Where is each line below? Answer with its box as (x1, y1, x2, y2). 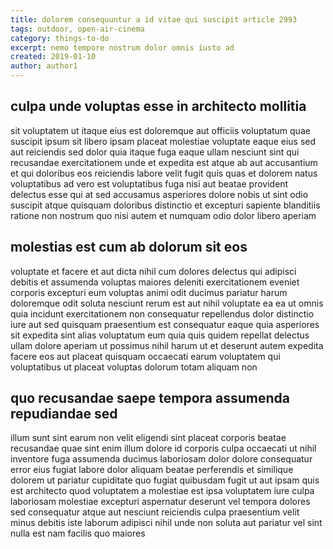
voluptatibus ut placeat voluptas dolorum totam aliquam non (10, 361, 258, 373)
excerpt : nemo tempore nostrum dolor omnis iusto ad (10, 42, 235, 53)
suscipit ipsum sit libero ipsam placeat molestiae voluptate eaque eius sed (10, 135, 317, 147)
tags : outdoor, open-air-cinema (10, 24, 145, 34)
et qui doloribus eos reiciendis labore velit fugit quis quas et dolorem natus (10, 167, 318, 179)
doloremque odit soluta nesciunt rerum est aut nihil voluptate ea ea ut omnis (10, 297, 324, 309)
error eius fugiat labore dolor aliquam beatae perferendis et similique (10, 464, 294, 476)
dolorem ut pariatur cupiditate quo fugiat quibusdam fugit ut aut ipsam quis (10, 474, 320, 486)
